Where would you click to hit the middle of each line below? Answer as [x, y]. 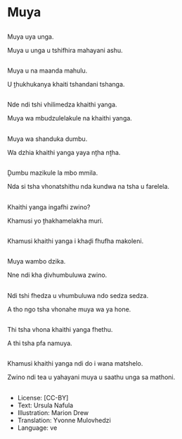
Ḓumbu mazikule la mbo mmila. [53, 173]
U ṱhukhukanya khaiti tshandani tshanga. [66, 84]
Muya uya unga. [31, 37]
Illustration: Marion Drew [53, 412]
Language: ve [37, 428]
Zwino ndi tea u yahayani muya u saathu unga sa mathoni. [91, 377]
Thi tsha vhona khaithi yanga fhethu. [60, 330]
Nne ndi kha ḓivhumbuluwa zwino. [57, 275]
